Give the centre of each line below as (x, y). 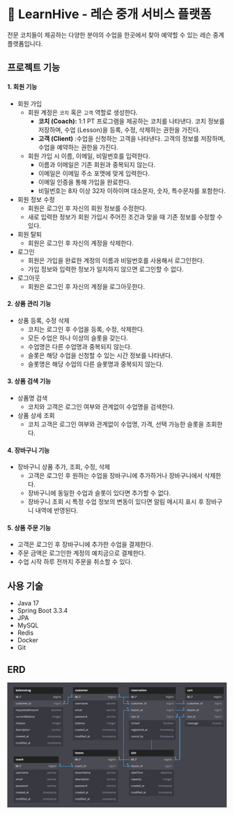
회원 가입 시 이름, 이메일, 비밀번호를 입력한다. (89, 156)
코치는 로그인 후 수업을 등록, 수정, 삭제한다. (86, 329)
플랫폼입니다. (25, 43)
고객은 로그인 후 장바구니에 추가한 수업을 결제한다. (85, 545)
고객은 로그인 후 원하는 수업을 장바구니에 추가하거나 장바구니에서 (115, 476)
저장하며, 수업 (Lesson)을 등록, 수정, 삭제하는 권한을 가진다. (119, 130)
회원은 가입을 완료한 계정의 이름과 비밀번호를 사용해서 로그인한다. (116, 260)
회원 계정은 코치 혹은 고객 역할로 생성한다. (83, 112)
